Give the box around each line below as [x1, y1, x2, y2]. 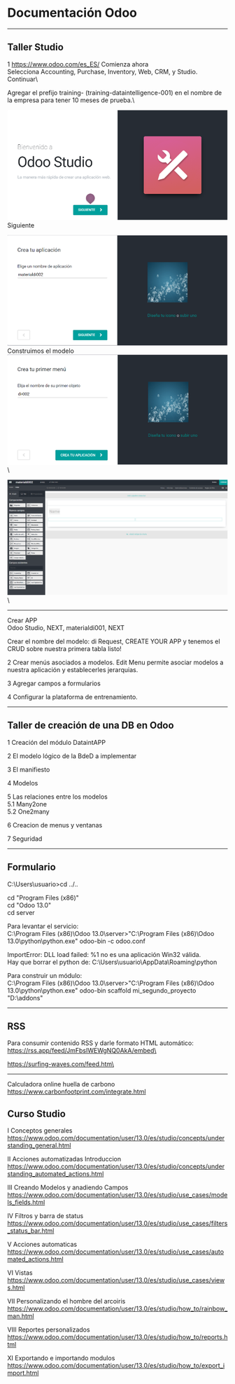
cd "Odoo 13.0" [7, 901, 52, 909]
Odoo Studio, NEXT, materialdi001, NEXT [7, 623, 124, 631]
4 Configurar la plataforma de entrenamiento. [7, 692, 138, 701]
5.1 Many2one [7, 799, 48, 808]
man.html [7, 1312, 34, 1320]
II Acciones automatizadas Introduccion [7, 1155, 122, 1163]
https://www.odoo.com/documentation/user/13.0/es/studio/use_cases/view [7, 1276, 225, 1285]
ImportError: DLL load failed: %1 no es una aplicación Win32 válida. [7, 950, 201, 958]
